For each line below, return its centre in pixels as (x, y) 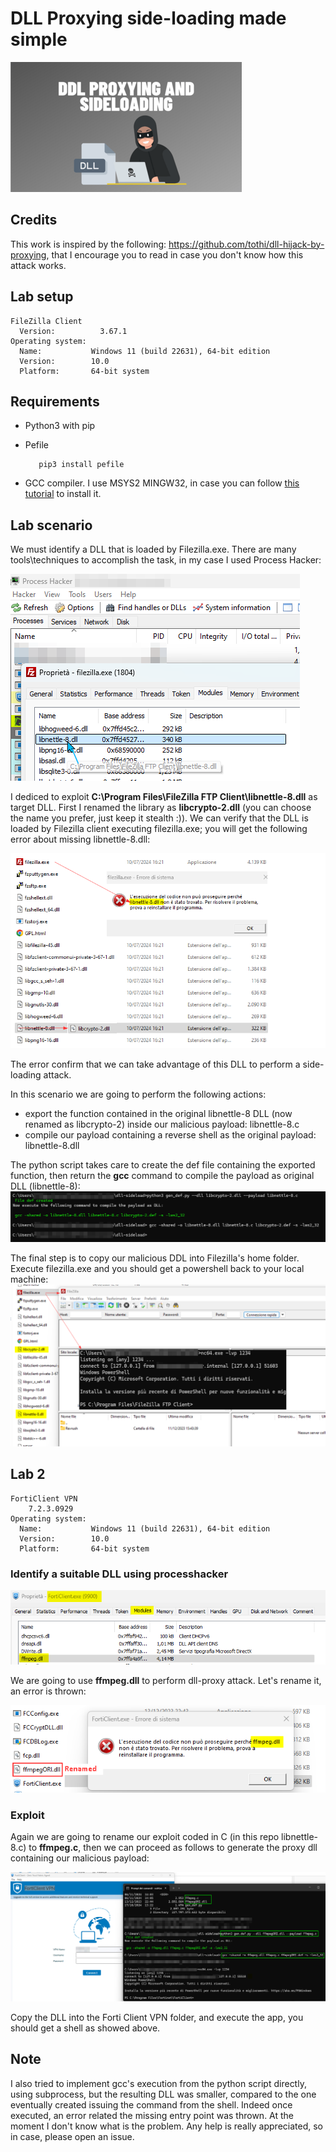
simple (39, 39)
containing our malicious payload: (80, 1858)
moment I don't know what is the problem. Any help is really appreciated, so (167, 2126)
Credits (34, 220)
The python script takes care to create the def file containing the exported (163, 1164)
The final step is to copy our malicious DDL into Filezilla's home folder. (155, 1258)
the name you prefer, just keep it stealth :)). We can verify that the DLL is (159, 818)
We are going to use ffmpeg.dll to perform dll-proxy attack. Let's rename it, (166, 1680)
